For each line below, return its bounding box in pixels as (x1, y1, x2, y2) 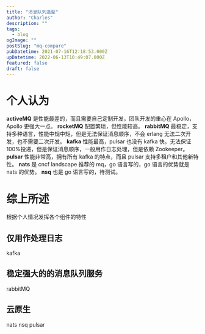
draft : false (6, 65, 40, 72)
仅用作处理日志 (6, 233, 63, 243)
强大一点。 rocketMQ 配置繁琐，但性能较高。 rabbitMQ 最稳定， (29, 123, 193, 130)
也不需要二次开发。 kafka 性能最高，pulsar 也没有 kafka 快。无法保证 (16, 138, 192, 145)
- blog (12, 32, 29, 38)
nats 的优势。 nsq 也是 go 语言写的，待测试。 (6, 168, 121, 176)
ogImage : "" (6, 37, 37, 43)
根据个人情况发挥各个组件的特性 (6, 213, 87, 221)
